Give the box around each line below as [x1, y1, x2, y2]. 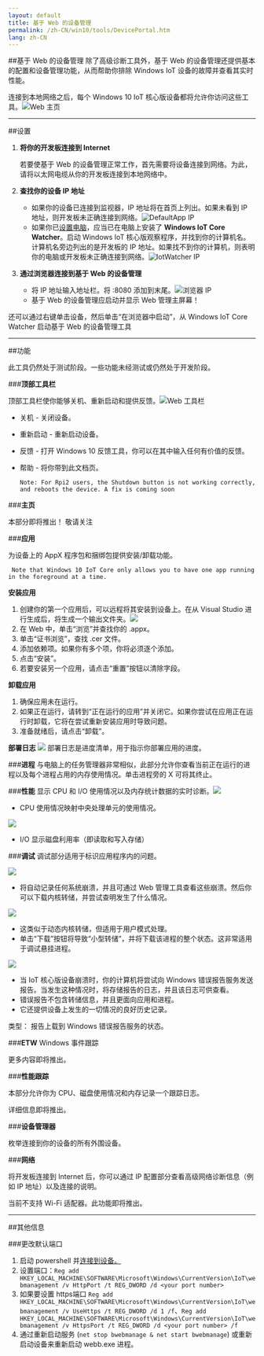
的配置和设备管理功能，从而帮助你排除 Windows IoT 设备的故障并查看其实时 [8, 66, 254, 76]
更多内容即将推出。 [8, 1055, 71, 1064]
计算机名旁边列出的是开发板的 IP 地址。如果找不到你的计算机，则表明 [31, 242, 255, 252]
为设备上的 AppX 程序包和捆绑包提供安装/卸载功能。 [8, 551, 177, 560]
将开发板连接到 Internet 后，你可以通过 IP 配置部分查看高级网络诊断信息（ [8, 1172, 247, 1181]
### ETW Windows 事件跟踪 [8, 1038, 99, 1048]
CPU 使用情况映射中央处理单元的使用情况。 [19, 803, 161, 812]
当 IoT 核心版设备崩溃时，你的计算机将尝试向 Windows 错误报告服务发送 [19, 975, 254, 985]
